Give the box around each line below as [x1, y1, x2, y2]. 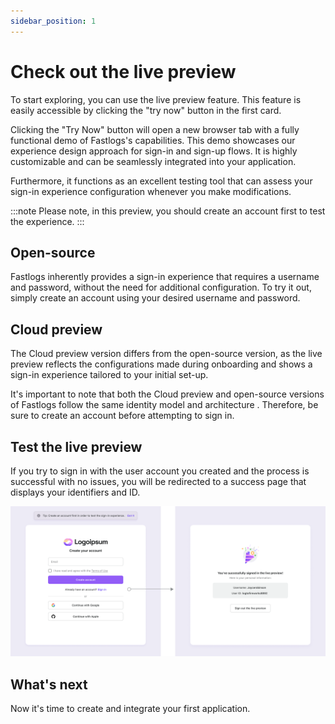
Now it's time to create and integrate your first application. [10, 703, 251, 714]
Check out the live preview [10, 60, 237, 83]
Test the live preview [10, 438, 143, 455]
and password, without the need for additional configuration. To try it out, [10, 281, 312, 294]
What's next [10, 676, 88, 693]
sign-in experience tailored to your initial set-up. [10, 369, 209, 381]
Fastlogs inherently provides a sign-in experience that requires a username [10, 271, 320, 283]
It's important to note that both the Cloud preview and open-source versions [10, 388, 325, 400]
